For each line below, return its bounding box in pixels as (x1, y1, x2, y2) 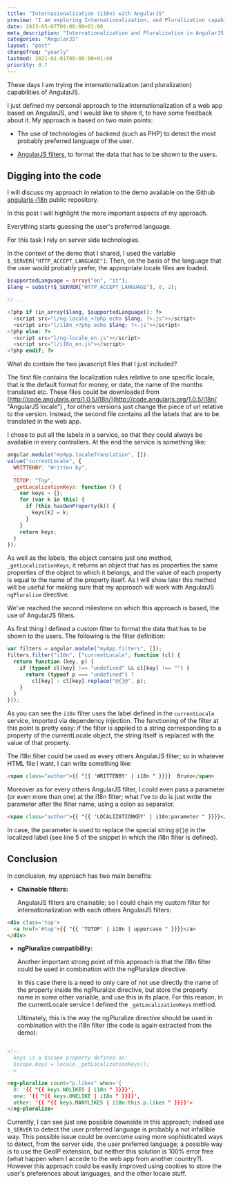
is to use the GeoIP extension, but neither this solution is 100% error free (7, 1147, 214, 1156)
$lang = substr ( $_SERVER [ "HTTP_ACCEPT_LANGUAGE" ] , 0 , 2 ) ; (7, 284, 177, 291)
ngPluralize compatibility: (17, 944, 93, 952)
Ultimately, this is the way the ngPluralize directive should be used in (17, 1014, 213, 1022)
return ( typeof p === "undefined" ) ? (25, 671, 135, 678)
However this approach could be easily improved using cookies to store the (7, 1162, 222, 1170)
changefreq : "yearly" (7, 49, 70, 56)
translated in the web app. (7, 417, 81, 426)
